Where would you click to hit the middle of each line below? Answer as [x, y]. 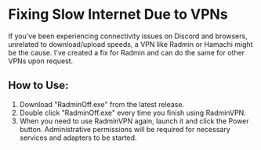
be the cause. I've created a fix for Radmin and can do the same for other [127, 52]
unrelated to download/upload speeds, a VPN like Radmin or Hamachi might [130, 44]
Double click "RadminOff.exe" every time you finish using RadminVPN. [133, 112]
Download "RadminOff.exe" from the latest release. [102, 104]
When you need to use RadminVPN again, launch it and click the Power [134, 121]
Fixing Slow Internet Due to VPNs [118, 14]
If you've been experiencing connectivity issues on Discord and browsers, [128, 36]
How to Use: [38, 86]
